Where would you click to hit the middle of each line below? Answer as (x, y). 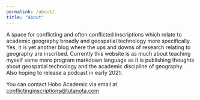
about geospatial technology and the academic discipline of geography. (95, 66)
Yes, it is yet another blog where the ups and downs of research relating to (98, 47)
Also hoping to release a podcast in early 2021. (64, 72)
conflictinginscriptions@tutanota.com (53, 90)
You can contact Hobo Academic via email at (62, 84)
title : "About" (25, 17)
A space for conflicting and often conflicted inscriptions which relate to (94, 34)
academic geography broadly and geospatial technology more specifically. (98, 41)
